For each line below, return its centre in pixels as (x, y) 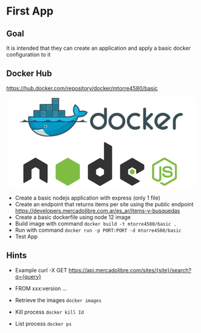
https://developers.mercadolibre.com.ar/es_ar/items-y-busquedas (97, 210)
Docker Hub (29, 74)
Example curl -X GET (41, 270)
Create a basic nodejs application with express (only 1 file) (87, 198)
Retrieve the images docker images (58, 300)
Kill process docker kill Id (49, 312)
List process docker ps (43, 323)
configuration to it (28, 55)
